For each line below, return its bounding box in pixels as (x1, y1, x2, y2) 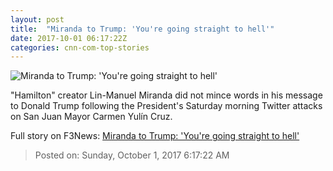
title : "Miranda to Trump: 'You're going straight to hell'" (10, 24, 275, 34)
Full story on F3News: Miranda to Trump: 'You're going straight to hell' (10, 130, 300, 142)
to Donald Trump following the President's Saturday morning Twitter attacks (10, 100, 323, 112)
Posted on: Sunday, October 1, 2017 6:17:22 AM (34, 149, 230, 161)
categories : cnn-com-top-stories (10, 42, 150, 53)
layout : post (10, 14, 65, 25)
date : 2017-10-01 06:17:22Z (10, 33, 128, 43)
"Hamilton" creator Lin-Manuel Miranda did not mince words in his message (10, 89, 323, 101)
